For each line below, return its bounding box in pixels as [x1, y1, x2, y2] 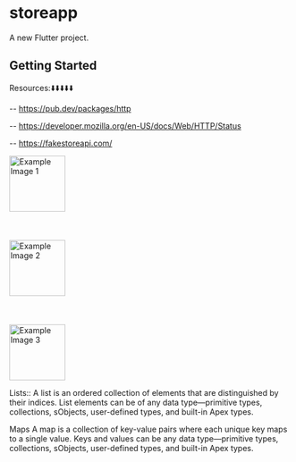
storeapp [9, 3, 79, 23]
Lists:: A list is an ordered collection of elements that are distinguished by [9, 387, 279, 398]
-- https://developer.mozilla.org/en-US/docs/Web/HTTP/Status [9, 120, 241, 131]
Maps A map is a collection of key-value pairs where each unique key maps [9, 424, 288, 434]
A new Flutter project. [9, 32, 89, 43]
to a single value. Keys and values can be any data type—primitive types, [9, 433, 279, 444]
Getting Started [9, 58, 97, 73]
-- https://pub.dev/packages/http [9, 103, 131, 113]
